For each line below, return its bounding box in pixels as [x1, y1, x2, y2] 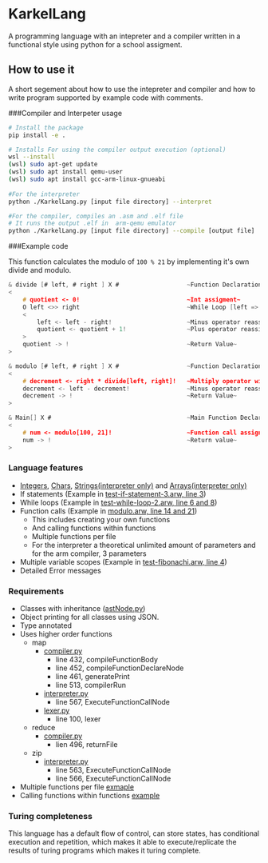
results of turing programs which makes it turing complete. [8, 845, 201, 856]
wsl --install [8, 153, 56, 161]
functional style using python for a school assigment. [8, 39, 183, 49]
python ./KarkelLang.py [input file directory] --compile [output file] [8, 227, 255, 235]
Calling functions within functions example [19, 791, 160, 801]
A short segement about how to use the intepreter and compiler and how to [8, 84, 256, 94]
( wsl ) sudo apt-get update [8, 161, 98, 169]
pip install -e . [8, 131, 66, 139]
